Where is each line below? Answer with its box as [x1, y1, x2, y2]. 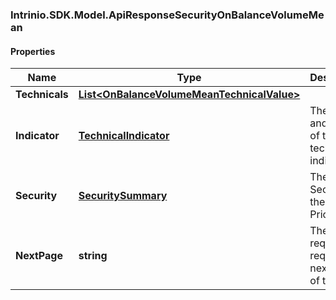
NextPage [15, 249, 63, 263]
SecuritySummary [78, 189, 168, 203]
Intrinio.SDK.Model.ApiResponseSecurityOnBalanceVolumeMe [10, 8, 325, 22]
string [78, 249, 108, 263]
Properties [10, 45, 56, 57]
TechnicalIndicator [78, 129, 170, 143]
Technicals [15, 88, 69, 102]
